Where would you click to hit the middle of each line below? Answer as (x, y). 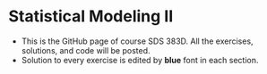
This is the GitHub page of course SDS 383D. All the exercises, (137, 41)
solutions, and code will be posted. (86, 50)
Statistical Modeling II (91, 16)
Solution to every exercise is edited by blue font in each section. (140, 60)
